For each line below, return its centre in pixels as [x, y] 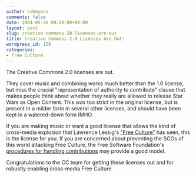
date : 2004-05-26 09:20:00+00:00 [47, 22]
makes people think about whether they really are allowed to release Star [94, 96]
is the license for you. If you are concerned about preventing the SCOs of [95, 138]
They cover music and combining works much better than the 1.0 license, [95, 83]
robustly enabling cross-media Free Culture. [60, 169]
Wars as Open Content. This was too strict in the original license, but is [92, 102]
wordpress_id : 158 [29, 45]
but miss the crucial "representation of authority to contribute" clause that [96, 89]
